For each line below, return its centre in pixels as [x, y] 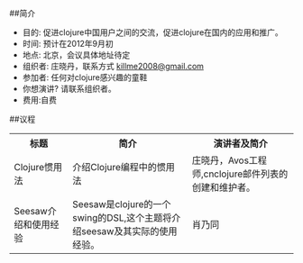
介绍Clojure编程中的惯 [119, 167]
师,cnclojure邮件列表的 [240, 174]
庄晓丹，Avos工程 [230, 160]
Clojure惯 [34, 167]
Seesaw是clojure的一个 [121, 204]
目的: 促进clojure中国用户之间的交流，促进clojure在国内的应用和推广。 [153, 32]
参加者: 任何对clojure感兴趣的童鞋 [85, 77]
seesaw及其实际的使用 [129, 231]
